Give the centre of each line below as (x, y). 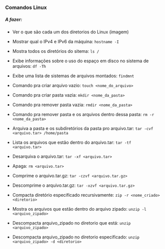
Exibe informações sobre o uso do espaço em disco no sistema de (81, 61)
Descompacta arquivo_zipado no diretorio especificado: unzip (76, 237)
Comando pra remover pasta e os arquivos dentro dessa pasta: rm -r (83, 114)
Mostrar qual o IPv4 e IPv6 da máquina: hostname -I (66, 41)
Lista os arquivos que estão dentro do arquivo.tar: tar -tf (72, 142)
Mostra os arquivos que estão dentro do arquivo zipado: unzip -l (79, 209)
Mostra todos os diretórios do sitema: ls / (56, 51)
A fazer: (14, 19)
